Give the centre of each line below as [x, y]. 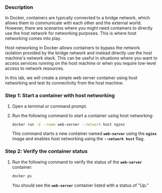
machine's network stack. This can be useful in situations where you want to [81, 58]
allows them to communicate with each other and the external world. [73, 23]
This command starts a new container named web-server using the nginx [84, 134]
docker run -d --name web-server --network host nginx [68, 124]
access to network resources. [35, 68]
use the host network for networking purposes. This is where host [71, 33]
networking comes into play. [33, 38]
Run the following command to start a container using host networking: [83, 115]
